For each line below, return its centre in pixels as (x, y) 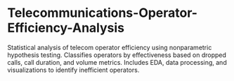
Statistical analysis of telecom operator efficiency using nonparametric (110, 47)
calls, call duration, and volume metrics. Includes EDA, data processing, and (117, 62)
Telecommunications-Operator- (103, 13)
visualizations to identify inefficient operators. (73, 70)
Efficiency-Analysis (66, 28)
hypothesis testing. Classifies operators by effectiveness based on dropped (117, 55)
